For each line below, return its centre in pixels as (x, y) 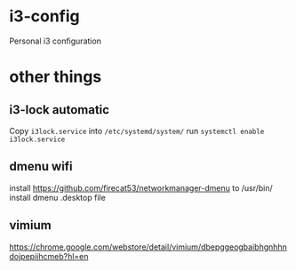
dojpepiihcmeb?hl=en (49, 256)
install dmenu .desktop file (58, 197)
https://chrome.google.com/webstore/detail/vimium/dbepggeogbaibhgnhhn (148, 247)
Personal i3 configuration (56, 41)
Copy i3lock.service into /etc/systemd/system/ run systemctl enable (137, 131)
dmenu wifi (41, 167)
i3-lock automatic (59, 110)
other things (56, 77)
